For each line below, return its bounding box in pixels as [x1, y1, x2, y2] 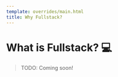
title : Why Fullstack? [6, 14, 63, 20]
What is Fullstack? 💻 [6, 41, 112, 54]
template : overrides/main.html [6, 8, 84, 15]
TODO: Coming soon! [20, 65, 73, 72]
